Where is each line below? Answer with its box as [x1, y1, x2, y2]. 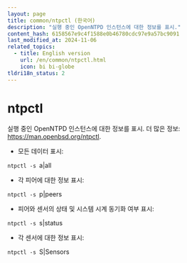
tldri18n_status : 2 [7, 69, 65, 77]
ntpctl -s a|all [7, 161, 52, 170]
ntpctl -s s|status [7, 219, 63, 228]
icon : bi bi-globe [20, 63, 75, 70]
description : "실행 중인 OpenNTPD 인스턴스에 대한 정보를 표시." [7, 23, 181, 30]
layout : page [7, 10, 46, 18]
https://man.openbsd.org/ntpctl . [7, 133, 102, 141]
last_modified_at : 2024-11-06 [7, 37, 97, 44]
